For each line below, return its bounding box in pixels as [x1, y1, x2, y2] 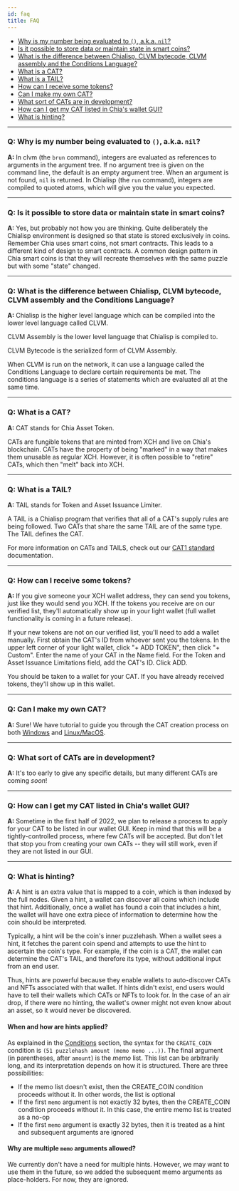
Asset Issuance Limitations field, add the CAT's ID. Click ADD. [7, 658, 188, 667]
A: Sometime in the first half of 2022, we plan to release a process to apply [7, 817, 228, 826]
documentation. [7, 551, 54, 559]
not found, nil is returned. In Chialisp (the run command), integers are [7, 175, 213, 184]
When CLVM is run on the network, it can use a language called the [7, 360, 205, 369]
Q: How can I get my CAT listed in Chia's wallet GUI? [7, 801, 190, 811]
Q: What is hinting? [7, 872, 75, 882]
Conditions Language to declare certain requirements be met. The [7, 368, 201, 376]
